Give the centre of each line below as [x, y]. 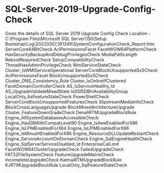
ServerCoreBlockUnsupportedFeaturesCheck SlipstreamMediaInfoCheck [80, 102]
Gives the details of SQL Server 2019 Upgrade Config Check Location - [78, 33]
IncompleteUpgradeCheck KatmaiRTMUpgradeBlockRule [64, 160]
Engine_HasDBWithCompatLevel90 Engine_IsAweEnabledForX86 [71, 123]
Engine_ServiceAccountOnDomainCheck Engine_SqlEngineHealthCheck [79, 139]
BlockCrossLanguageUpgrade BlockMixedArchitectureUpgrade [70, 107]
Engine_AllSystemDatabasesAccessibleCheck [52, 117]
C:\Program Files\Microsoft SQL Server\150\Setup [56, 39]
